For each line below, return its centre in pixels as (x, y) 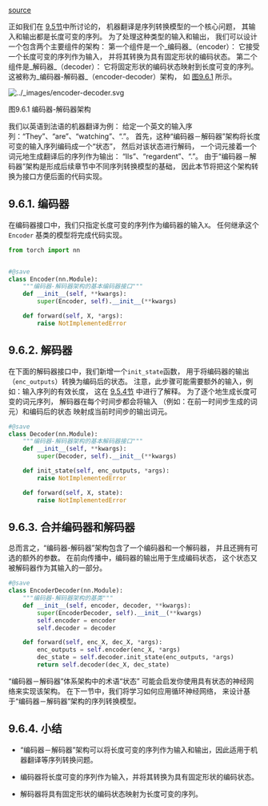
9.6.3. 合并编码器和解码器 (72, 527)
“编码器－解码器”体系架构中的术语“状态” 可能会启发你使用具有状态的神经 (128, 681)
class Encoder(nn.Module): (53, 279)
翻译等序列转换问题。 (62, 759)
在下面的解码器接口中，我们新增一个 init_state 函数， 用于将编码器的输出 (129, 371)
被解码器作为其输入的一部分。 (57, 568)
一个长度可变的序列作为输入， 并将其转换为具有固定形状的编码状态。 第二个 (133, 57)
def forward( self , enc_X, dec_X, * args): (92, 642)
